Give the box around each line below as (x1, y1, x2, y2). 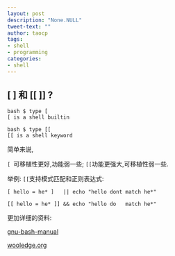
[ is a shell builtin (7, 114, 70, 121)
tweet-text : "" (7, 23, 51, 30)
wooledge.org (7, 241, 47, 250)
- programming (7, 49, 49, 56)
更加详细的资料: (7, 214, 52, 222)
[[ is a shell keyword (7, 133, 73, 139)
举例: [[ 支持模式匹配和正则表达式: (7, 175, 104, 183)
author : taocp (7, 29, 49, 37)
